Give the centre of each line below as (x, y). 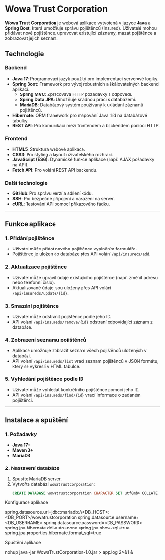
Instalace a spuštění (37, 420)
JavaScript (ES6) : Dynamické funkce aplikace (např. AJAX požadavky (83, 159)
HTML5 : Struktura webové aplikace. (49, 149)
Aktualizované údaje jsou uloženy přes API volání (62, 288)
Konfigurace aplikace (27, 502)
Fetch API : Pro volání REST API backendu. (55, 170)
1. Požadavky (21, 434)
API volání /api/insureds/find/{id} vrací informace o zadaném (76, 395)
